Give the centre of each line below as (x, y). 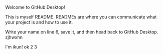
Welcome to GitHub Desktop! (35, 7)
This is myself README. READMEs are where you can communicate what (81, 17)
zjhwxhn (14, 37)
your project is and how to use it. (39, 22)
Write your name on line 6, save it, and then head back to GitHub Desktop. (82, 32)
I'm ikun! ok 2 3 (21, 47)
